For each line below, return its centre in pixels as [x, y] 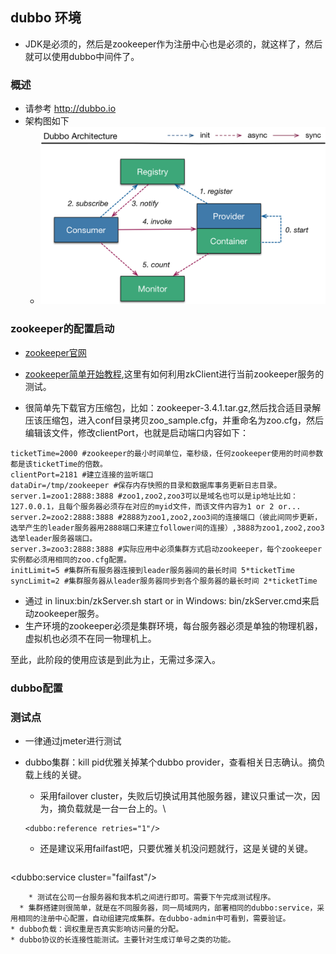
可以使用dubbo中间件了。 [86, 56]
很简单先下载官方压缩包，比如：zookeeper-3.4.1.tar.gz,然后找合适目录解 [173, 407]
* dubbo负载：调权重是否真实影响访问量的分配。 [97, 929]
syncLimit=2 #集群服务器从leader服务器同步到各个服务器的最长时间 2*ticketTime [164, 581]
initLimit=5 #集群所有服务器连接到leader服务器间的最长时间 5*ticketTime [153, 570]
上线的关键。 [60, 774]
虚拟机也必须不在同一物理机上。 [90, 638]
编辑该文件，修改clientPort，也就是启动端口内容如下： [136, 432]
